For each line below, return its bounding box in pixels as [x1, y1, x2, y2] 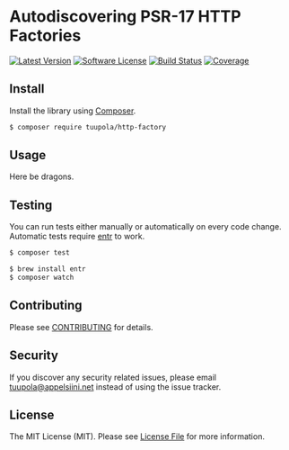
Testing [9, 197, 53, 212]
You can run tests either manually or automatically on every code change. [9, 221, 282, 232]
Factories [9, 25, 82, 46]
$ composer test [9, 248, 70, 257]
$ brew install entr [9, 265, 87, 274]
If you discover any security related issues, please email [9, 372, 217, 382]
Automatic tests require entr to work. [9, 231, 145, 242]
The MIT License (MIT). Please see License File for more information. [9, 431, 265, 442]
